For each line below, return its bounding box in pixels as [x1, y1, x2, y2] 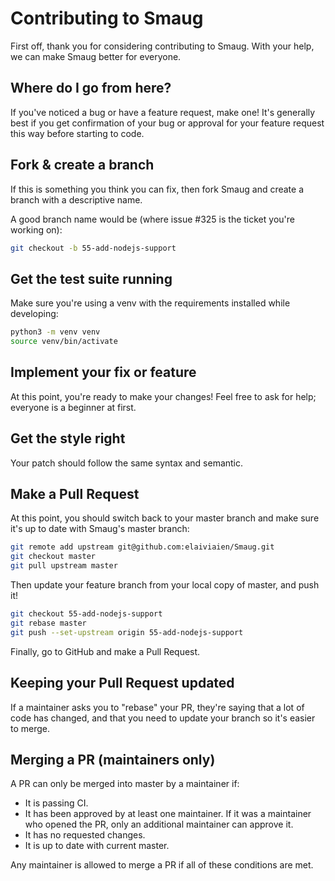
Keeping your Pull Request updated [10, 675, 235, 692]
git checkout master [10, 552, 97, 562]
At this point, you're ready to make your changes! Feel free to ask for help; [10, 390, 317, 402]
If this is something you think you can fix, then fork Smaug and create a [10, 183, 305, 195]
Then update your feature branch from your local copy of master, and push [10, 579, 320, 591]
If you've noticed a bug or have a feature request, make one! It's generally [10, 106, 316, 118]
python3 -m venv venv [10, 327, 101, 337]
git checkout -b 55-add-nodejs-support [10, 243, 177, 253]
